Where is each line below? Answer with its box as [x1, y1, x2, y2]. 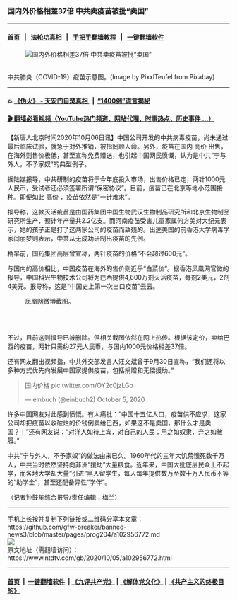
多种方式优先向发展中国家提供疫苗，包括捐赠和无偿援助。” [7, 366, 174, 374]
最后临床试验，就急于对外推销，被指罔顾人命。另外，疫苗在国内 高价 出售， [7, 142, 227, 151]
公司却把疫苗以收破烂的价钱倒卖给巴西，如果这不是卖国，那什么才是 [7, 419, 205, 428]
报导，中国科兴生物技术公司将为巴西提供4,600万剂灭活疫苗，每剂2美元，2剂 [7, 273, 230, 282]
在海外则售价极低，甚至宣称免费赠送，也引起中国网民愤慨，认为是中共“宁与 [7, 151, 227, 160]
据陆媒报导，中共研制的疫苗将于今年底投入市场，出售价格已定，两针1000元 [7, 175, 226, 183]
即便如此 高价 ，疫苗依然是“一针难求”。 [19, 193, 134, 201]
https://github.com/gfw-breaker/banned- [7, 522, 127, 532]
